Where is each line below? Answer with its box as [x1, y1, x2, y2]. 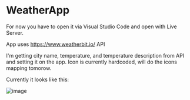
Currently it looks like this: [6, 76, 69, 83]
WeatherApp [6, 4, 69, 17]
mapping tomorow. [6, 64, 52, 71]
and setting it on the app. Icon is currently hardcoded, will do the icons [6, 58, 178, 65]
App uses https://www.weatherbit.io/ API [6, 41, 105, 48]
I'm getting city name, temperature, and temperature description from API [6, 52, 185, 59]
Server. [6, 29, 24, 36]
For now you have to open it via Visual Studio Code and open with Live [6, 23, 178, 30]
